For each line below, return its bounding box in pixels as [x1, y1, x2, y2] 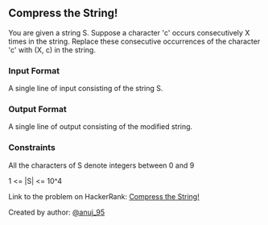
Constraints [8, 142, 56, 153]
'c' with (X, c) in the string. [8, 44, 97, 55]
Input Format [8, 65, 60, 76]
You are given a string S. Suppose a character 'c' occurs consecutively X [8, 27, 250, 37]
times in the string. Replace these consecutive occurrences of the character [8, 36, 261, 46]
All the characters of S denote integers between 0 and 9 [8, 160, 195, 170]
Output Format [8, 104, 67, 115]
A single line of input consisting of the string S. [8, 84, 163, 94]
